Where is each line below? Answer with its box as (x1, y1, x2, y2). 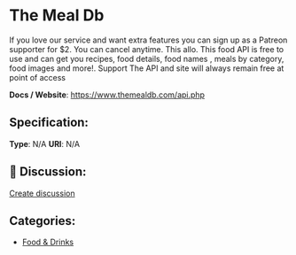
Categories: (9, 213, 76, 228)
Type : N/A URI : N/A (9, 138, 81, 149)
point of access (9, 72, 66, 82)
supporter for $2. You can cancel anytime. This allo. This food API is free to (9, 43, 284, 54)
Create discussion (9, 188, 75, 198)
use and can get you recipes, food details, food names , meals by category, (9, 53, 284, 64)
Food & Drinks (21, 236, 74, 248)
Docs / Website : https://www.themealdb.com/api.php (9, 89, 206, 100)
